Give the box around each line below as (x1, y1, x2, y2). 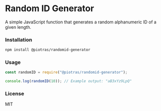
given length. (5, 24, 32, 30)
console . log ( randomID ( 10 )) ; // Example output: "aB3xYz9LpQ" (5, 79, 132, 84)
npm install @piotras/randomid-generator (5, 47, 91, 53)
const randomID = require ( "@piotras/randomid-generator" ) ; (5, 70, 128, 75)
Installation (5, 36, 33, 43)
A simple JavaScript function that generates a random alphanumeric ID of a (5, 19, 157, 25)
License (5, 91, 24, 97)
